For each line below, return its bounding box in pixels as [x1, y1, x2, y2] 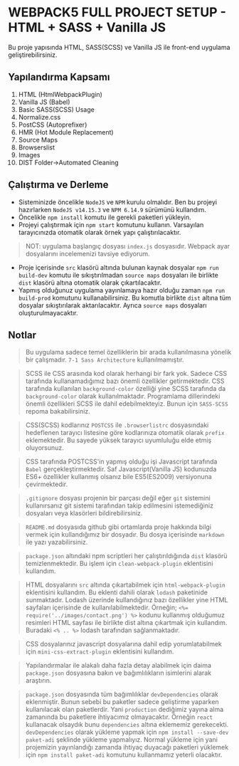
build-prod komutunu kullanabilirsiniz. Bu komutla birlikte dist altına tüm [18, 293, 231, 302]
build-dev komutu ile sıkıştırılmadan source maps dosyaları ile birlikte [18, 271, 219, 279]
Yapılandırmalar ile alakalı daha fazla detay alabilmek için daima [25, 661, 212, 670]
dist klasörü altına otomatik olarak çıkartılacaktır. [18, 278, 162, 287]
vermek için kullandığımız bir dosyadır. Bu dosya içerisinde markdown [25, 530, 225, 539]
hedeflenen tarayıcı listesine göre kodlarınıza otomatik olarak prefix [25, 429, 225, 437]
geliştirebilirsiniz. [8, 51, 58, 59]
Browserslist [18, 143, 55, 152]
